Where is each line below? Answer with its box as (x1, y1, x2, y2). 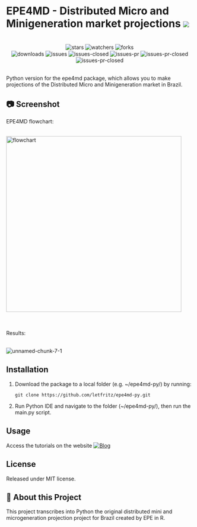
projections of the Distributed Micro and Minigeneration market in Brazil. (6, 81, 183, 88)
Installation (6, 365, 49, 375)
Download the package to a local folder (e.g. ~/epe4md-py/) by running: (14, 380, 192, 387)
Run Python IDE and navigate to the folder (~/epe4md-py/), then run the (14, 402, 191, 410)
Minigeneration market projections (6, 17, 181, 30)
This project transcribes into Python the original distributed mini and (6, 508, 173, 515)
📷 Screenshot (6, 99, 61, 109)
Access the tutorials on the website (6, 442, 93, 449)
